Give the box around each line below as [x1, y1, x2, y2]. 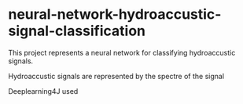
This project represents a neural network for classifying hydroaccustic [8, 48, 236, 57]
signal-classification [8, 22, 146, 40]
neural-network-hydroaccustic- [8, 5, 222, 23]
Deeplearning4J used [8, 86, 79, 95]
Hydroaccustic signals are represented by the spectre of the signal [8, 71, 225, 81]
